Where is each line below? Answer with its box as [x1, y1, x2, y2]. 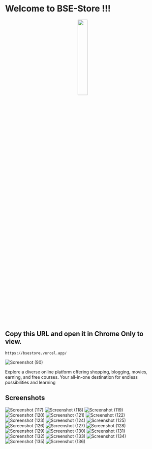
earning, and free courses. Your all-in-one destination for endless [5, 374, 138, 380]
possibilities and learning [5, 379, 56, 385]
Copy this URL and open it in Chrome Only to [5, 330, 144, 338]
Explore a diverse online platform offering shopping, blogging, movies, [5, 369, 148, 375]
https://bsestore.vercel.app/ [5, 351, 67, 356]
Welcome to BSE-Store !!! [5, 3, 111, 14]
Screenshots [5, 394, 45, 402]
